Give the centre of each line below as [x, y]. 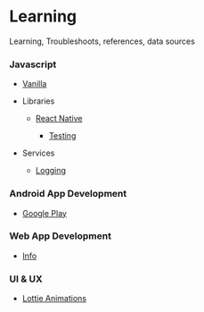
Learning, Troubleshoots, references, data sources [102, 41]
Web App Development [60, 236]
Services [38, 153]
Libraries [38, 101]
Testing [62, 136]
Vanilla [34, 84]
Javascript [33, 64]
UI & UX [26, 279]
